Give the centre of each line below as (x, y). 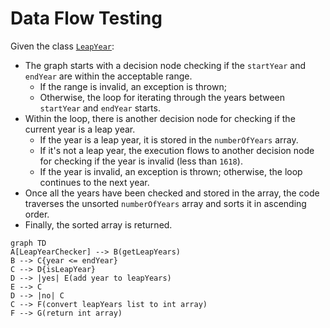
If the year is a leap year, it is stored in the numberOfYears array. (169, 139)
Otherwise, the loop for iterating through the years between (162, 97)
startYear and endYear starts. (100, 108)
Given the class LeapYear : (62, 46)
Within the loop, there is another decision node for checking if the (160, 118)
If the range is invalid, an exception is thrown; (133, 86)
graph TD (28, 243)
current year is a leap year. (80, 129)
